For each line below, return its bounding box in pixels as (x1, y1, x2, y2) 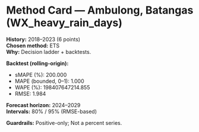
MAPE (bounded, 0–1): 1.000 (14, 78, 84, 85)
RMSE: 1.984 (14, 90, 46, 97)
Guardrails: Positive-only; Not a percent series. (6, 119, 122, 126)
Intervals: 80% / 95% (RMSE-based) (6, 108, 97, 115)
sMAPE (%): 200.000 (14, 71, 67, 78)
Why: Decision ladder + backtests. (6, 48, 91, 55)
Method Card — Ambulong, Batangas (6, 4, 194, 17)
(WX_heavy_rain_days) (6, 16, 123, 30)
